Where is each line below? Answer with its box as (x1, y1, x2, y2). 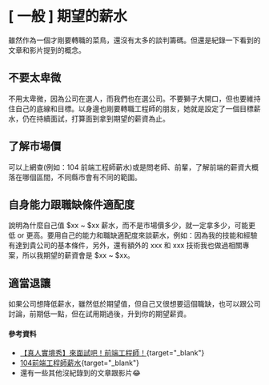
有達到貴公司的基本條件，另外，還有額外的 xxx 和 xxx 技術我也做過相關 (8, 241, 243, 251)
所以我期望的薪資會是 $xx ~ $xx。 (22, 251, 134, 260)
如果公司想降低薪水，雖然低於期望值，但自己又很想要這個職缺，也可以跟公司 (8, 299, 261, 309)
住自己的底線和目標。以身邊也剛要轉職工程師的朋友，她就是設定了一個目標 (8, 103, 254, 113)
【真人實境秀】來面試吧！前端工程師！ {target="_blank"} (19, 348, 205, 358)
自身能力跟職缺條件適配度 (8, 198, 134, 211)
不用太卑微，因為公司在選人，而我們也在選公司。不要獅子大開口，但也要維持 (8, 94, 261, 103)
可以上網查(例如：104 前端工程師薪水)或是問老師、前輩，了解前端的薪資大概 (8, 162, 259, 172)
